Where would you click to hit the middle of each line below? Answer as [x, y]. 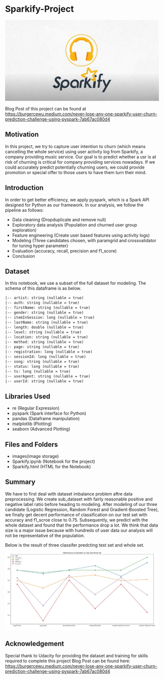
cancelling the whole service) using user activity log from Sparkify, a [74, 151]
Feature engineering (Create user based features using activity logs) [81, 235]
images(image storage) [35, 456]
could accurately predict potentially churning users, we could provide [75, 167]
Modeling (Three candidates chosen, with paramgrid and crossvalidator [84, 240]
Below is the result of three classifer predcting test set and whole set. [75, 545]
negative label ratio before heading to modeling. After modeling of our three [81, 504]
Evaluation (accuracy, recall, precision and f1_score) [64, 251]
